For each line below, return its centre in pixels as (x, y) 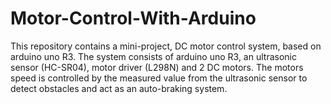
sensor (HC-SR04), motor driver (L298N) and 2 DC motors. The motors (157, 67)
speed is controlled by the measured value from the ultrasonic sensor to (159, 78)
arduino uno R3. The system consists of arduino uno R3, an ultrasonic (153, 56)
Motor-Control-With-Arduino (133, 18)
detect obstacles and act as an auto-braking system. (119, 88)
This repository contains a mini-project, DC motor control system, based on (166, 46)
